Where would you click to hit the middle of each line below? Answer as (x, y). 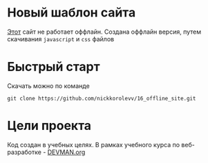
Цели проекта (49, 126)
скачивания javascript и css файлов (61, 39)
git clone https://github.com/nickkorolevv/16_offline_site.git (102, 98)
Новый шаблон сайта (72, 13)
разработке (24, 152)
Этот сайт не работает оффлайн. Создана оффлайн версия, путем (104, 32)
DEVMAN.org (66, 152)
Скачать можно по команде (48, 86)
